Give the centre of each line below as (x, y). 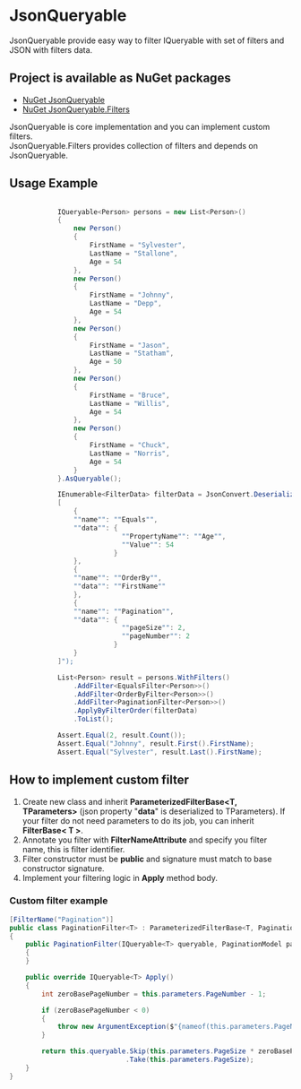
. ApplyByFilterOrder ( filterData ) (136, 711)
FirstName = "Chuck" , (129, 445)
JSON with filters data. (51, 49)
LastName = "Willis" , (129, 403)
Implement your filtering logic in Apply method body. (120, 877)
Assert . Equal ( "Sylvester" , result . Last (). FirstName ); (159, 752)
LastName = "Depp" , (126, 304)
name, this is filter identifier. (73, 849)
